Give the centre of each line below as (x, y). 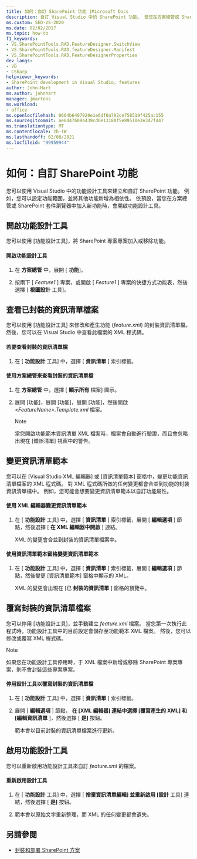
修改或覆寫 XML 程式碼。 (36, 638)
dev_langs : (19, 60)
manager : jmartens (28, 99)
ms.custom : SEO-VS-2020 (35, 22)
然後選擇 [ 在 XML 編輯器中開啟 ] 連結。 (73, 527)
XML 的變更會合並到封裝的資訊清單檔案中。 (67, 539)
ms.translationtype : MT (35, 126)
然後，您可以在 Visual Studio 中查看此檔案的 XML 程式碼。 (77, 332)
